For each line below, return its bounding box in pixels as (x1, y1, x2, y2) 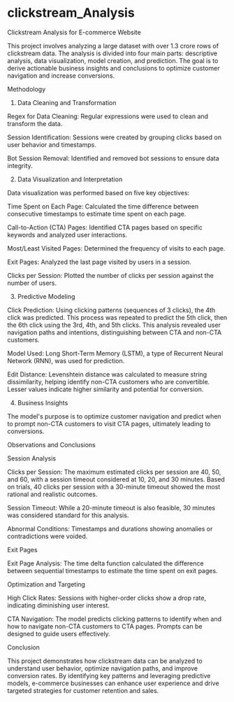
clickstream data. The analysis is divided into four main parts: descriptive (7, 49, 218, 57)
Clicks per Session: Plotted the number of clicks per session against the (7, 271, 214, 279)
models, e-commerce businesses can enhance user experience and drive (7, 679, 219, 687)
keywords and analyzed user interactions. (7, 230, 128, 239)
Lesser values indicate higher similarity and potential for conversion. (7, 385, 204, 393)
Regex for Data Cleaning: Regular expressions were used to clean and (7, 112, 208, 120)
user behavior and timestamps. (7, 140, 96, 148)
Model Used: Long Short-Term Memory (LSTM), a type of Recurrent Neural (7, 349, 224, 358)
